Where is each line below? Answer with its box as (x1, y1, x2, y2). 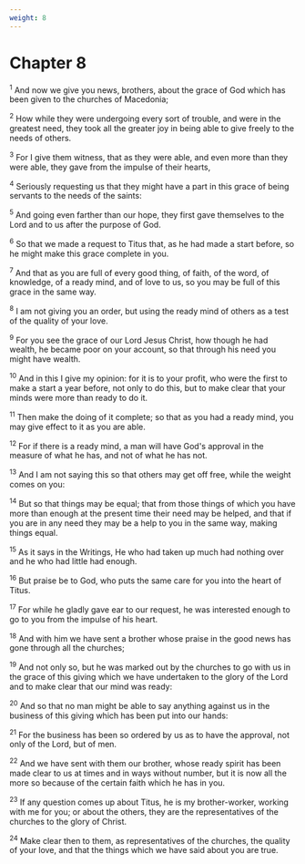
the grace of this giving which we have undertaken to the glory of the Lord (9, 672, 289, 683)
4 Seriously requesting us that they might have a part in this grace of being (9, 179, 290, 191)
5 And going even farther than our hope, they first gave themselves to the (9, 208, 285, 220)
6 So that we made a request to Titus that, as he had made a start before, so (9, 236, 294, 249)
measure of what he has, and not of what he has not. (9, 450, 208, 461)
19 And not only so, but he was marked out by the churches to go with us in (9, 660, 291, 673)
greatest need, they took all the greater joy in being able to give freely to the (9, 122, 294, 133)
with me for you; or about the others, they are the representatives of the (9, 806, 280, 817)
